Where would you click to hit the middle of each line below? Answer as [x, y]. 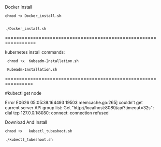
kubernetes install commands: [35, 52]
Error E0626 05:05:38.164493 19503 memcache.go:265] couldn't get [74, 102]
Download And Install [26, 122]
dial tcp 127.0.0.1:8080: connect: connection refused [57, 113]
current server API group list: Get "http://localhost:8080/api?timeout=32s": [80, 108]
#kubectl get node [23, 93]
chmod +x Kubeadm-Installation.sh [43, 61]
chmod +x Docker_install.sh [33, 16]
